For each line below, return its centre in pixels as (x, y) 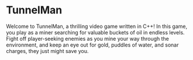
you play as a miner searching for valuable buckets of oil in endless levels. (96, 32)
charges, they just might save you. (47, 51)
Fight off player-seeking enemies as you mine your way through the (88, 38)
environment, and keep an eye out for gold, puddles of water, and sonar (92, 45)
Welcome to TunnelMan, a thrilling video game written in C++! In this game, (97, 26)
